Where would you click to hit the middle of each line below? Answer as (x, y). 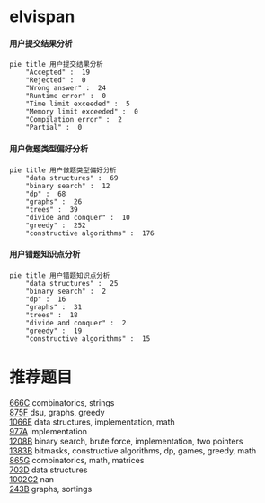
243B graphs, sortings (51, 489)
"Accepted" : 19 (58, 73)
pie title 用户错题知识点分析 (60, 275)
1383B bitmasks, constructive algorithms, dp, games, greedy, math (133, 450)
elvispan (42, 17)
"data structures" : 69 (72, 178)
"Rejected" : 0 (56, 80)
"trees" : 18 (52, 315)
